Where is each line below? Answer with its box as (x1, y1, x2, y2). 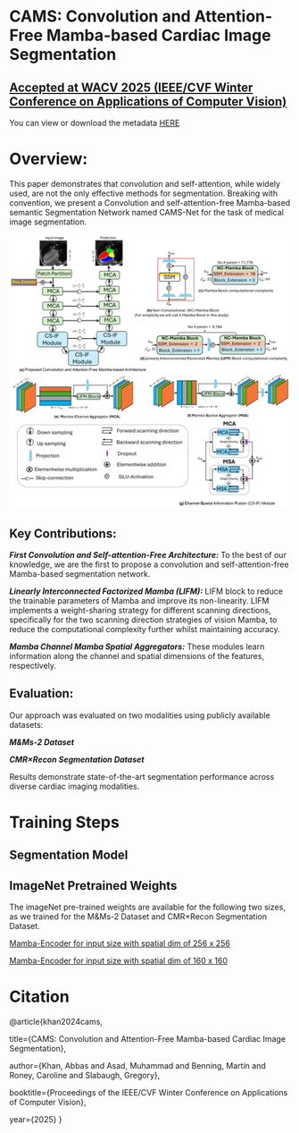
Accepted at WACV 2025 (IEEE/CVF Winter (9, 80, 253, 95)
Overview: (9, 149, 88, 169)
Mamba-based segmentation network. (9, 568, 151, 579)
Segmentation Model (9, 848, 129, 863)
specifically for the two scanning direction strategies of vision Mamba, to (9, 614, 278, 625)
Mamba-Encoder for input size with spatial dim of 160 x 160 (9, 955, 228, 967)
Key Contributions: (9, 526, 117, 541)
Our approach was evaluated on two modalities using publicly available (9, 709, 270, 721)
